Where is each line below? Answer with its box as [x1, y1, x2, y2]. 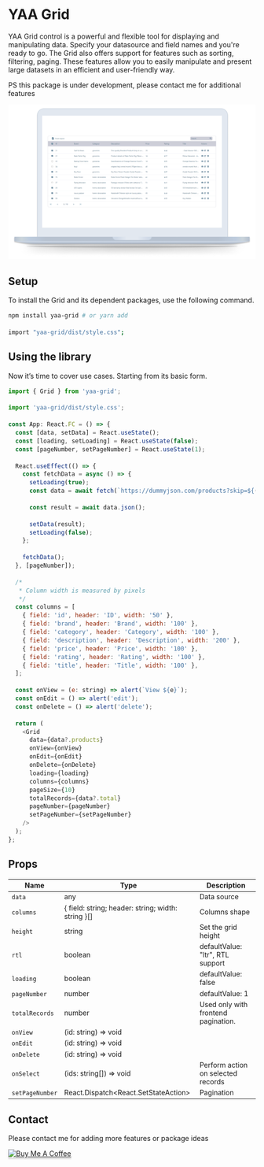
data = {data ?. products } [28, 736, 104, 744]
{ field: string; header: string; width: [64, 903, 178, 913]
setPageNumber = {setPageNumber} [28, 811, 132, 819]
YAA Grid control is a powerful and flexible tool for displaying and [8, 31, 220, 41]
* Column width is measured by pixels [18, 587, 146, 595]
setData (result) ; [28, 520, 86, 528]
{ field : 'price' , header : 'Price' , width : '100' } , [22, 644, 199, 653]
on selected [199, 1069, 238, 1078]
